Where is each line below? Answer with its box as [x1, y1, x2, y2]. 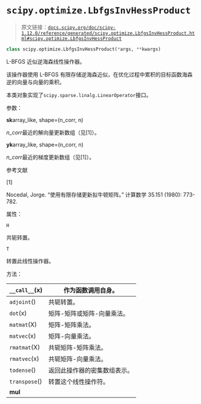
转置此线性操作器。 [6, 257, 54, 264]
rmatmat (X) [9, 343, 41, 351]
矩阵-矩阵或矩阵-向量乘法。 [48, 309, 130, 317]
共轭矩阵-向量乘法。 [48, 354, 107, 363]
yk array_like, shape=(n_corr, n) [6, 141, 84, 148]
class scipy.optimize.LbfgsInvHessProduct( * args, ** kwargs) [6, 46, 162, 52]
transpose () [9, 377, 42, 385]
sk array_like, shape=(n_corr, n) [6, 116, 84, 123]
